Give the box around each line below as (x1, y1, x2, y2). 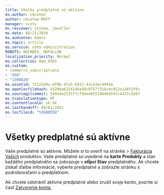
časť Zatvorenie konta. (5, 184, 52, 190)
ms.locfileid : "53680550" (5, 110, 59, 115)
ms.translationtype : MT (5, 96, 55, 101)
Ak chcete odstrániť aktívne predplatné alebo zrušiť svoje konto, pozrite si (5, 179, 158, 185)
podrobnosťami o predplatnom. (5, 169, 70, 175)
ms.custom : (5, 63, 28, 68)
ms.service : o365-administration (5, 45, 75, 50)
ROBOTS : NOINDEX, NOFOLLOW (5, 49, 62, 54)
